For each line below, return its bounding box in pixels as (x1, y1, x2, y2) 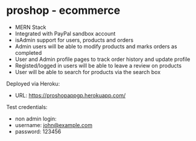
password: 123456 (14, 128, 62, 135)
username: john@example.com (14, 121, 92, 128)
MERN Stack (14, 23, 46, 31)
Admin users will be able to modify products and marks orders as (14, 43, 177, 50)
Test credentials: (6, 103, 48, 110)
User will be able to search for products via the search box (14, 68, 161, 75)
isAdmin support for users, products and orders (14, 36, 134, 43)
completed (14, 49, 42, 56)
